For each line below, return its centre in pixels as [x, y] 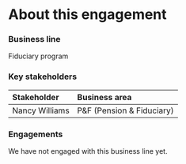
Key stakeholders [43, 76]
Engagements [36, 134]
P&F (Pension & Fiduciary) [125, 110]
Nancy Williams [41, 110]
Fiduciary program [38, 56]
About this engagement [88, 15]
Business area [104, 97]
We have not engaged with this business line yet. [88, 151]
